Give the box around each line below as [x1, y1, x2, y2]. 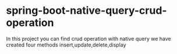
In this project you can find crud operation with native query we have [6, 35, 172, 42]
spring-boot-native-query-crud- [6, 4, 167, 17]
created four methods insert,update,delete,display [6, 41, 126, 48]
